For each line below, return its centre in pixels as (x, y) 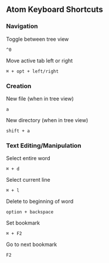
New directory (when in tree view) (47, 120)
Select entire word (28, 158)
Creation (19, 86)
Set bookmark (23, 223)
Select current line (28, 180)
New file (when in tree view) (40, 98)
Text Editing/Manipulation (44, 146)
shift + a (18, 131)
